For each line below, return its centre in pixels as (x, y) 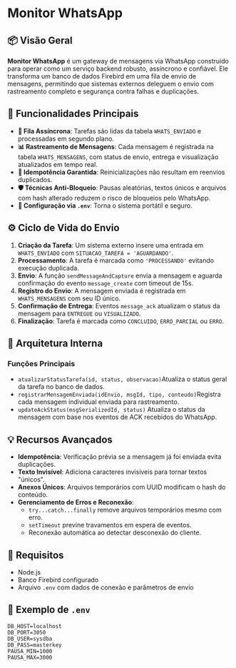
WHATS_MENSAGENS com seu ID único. (69, 298)
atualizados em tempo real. (57, 164)
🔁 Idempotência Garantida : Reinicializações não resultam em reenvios (121, 172)
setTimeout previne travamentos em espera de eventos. (110, 525)
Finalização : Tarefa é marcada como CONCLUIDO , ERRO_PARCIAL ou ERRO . (121, 321)
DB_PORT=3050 (27, 632)
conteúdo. (33, 495)
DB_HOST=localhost (35, 626)
